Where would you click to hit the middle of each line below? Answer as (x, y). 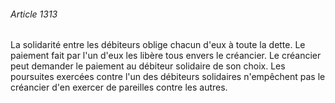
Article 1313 (34, 14)
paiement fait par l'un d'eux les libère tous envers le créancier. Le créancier (166, 56)
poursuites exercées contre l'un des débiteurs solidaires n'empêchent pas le (168, 77)
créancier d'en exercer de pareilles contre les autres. (119, 87)
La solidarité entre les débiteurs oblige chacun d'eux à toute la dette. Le (158, 45)
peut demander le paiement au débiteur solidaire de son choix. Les (148, 66)
